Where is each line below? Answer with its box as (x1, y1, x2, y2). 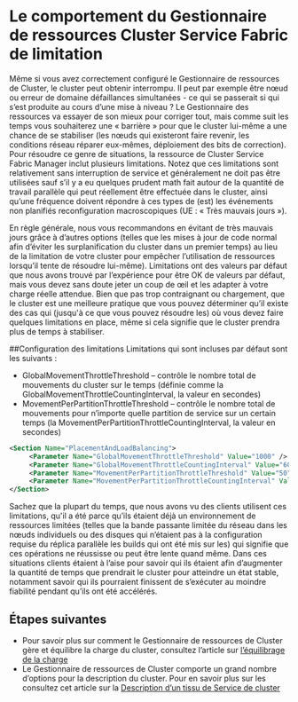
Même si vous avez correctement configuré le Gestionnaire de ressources (9, 73, 280, 83)
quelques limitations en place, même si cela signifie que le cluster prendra (9, 317, 280, 327)
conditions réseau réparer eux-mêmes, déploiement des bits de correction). (9, 139, 286, 150)
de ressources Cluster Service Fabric (9, 25, 289, 45)
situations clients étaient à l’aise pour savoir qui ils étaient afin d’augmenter (9, 557, 284, 569)
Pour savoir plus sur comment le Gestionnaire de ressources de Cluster (21, 635, 283, 645)
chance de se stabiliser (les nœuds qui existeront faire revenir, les (9, 130, 250, 140)
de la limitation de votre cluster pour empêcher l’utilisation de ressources (9, 250, 276, 261)
